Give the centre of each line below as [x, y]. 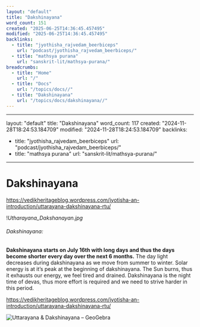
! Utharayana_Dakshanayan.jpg [45, 218]
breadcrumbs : [22, 67]
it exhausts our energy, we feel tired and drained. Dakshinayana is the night [99, 275]
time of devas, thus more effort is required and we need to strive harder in [97, 282]
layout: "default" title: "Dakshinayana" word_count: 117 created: [83, 123]
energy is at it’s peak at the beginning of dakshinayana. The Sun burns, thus [99, 269]
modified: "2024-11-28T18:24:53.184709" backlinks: [124, 129]
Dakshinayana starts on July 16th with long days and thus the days [90, 250]
